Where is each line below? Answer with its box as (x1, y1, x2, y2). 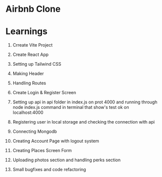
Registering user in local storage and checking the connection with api (12, 119, 155, 125)
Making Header (12, 71, 44, 76)
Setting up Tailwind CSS (12, 61, 62, 67)
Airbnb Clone (5, 3, 61, 15)
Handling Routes (12, 80, 46, 86)
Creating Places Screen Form (12, 148, 72, 153)
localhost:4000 (12, 109, 44, 116)
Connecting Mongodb (12, 128, 57, 134)
